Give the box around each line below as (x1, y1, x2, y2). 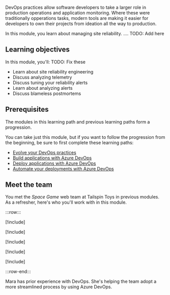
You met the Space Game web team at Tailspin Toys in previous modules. (5, 194, 159, 200)
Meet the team (5, 181, 52, 189)
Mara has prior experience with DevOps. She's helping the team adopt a (5, 278, 157, 285)
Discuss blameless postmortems (12, 90, 81, 96)
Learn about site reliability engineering (12, 68, 94, 75)
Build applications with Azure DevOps (12, 155, 92, 161)
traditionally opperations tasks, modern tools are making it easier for (5, 15, 149, 21)
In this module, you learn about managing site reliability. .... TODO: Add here (5, 31, 164, 36)
